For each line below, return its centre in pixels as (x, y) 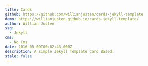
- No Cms (19, 42)
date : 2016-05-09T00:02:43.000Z (38, 47)
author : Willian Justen (30, 24)
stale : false (19, 56)
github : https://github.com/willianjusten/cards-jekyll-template (74, 14)
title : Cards (19, 10)
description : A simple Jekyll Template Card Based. (60, 51)
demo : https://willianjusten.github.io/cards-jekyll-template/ (72, 19)
